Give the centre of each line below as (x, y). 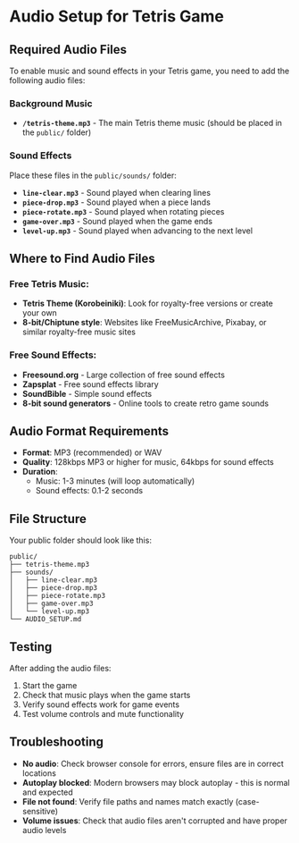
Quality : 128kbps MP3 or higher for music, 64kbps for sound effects (148, 462)
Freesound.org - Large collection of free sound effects (124, 375)
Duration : (40, 472)
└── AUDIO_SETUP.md (46, 620)
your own (40, 313)
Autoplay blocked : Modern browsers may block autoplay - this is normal (156, 782)
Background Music (51, 103)
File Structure (48, 519)
